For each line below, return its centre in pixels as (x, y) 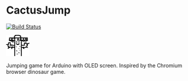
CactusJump (38, 10)
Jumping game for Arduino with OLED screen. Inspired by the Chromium (94, 65)
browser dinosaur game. (36, 72)
